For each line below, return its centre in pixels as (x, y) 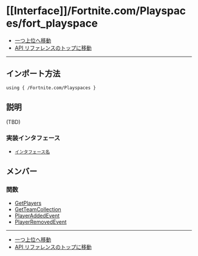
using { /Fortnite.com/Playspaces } (51, 88)
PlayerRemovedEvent (40, 222)
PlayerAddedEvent (37, 215)
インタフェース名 (32, 152)
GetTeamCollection (38, 209)
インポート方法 (33, 74)
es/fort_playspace (52, 23)
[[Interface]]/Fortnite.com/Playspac (96, 11)
